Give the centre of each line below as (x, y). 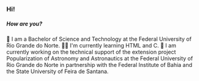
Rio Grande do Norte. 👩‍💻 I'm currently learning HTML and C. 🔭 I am (91, 45)
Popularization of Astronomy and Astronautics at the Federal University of (100, 58)
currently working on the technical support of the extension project (91, 52)
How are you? (25, 24)
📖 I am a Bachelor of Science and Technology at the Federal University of (99, 39)
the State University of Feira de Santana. (57, 71)
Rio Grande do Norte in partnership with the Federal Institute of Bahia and (99, 65)
